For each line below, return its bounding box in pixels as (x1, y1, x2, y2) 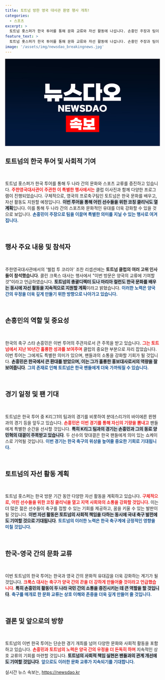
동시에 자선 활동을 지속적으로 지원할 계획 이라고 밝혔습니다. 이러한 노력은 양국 (10, 285, 156, 291)
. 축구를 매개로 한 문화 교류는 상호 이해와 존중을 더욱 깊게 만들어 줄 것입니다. (9, 591, 152, 597)
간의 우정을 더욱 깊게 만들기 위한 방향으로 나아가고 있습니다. (5, 291, 118, 297)
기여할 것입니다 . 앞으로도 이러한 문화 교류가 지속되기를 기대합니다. (10, 658, 135, 665)
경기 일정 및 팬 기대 (5, 390, 59, 399)
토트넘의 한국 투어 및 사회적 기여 (5, 157, 96, 165)
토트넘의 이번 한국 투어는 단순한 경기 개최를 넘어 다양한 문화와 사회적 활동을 (5, 640, 149, 646)
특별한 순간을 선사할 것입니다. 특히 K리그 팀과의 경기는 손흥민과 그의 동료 (14, 426, 152, 432)
